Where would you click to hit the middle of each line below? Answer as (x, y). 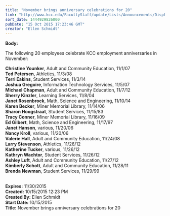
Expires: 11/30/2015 (26, 187)
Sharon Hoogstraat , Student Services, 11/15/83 (54, 112)
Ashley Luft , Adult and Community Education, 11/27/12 (62, 160)
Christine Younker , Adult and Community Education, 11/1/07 (68, 69)
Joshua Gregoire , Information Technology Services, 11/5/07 (68, 85)
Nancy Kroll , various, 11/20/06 (37, 133)
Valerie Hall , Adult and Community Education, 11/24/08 (63, 139)
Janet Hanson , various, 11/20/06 (39, 128)
